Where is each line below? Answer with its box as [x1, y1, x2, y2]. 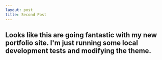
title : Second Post [5, 12, 47, 17]
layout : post [5, 7, 33, 13]
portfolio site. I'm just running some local [5, 38, 139, 47]
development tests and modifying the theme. [5, 46, 152, 55]
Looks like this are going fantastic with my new [5, 31, 157, 39]
